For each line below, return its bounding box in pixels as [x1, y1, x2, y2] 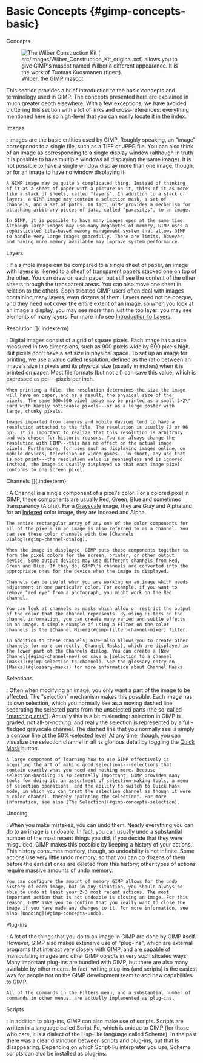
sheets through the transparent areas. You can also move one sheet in [6, 280, 182, 288]
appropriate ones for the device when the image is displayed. [6, 568, 170, 574]
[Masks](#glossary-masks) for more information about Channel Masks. [6, 664, 186, 670]
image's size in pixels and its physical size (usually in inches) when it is [6, 362, 184, 369]
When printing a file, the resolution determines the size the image [6, 387, 186, 393]
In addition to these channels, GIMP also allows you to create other [6, 637, 188, 643]
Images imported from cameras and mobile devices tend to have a [6, 418, 175, 425]
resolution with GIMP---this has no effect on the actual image [6, 440, 172, 446]
